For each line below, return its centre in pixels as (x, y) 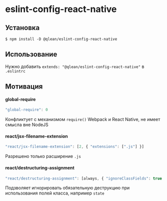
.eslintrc (15, 71)
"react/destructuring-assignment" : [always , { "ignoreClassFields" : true (84, 178)
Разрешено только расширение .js (43, 156)
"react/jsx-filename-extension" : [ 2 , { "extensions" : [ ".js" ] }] (74, 147)
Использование (31, 54)
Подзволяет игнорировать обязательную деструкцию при (67, 188)
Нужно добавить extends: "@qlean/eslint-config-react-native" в (75, 66)
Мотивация (24, 87)
